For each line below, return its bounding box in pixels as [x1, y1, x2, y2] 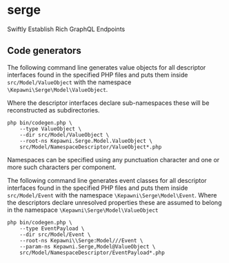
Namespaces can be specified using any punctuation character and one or [7, 155, 220, 164]
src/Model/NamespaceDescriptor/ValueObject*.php [19, 144, 162, 150]
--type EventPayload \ [19, 225, 85, 232]
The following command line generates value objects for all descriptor [7, 63, 206, 71]
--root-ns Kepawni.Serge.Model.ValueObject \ [19, 137, 153, 144]
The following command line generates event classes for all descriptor [7, 176, 207, 184]
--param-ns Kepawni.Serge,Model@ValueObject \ [19, 243, 156, 250]
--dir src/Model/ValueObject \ [19, 131, 110, 138]
